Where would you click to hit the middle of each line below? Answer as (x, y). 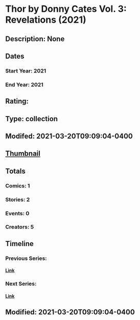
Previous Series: (26, 258)
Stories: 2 (18, 199)
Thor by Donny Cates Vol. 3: (66, 9)
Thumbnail (23, 154)
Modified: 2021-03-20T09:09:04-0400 (70, 312)
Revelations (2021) (46, 20)
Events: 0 (17, 213)
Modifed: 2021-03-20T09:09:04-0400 (69, 136)
